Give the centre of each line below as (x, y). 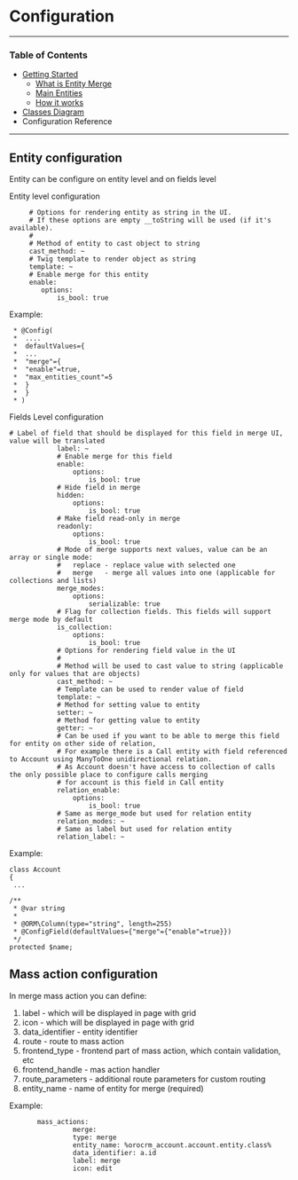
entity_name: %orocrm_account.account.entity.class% (172, 1145)
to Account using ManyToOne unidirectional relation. (111, 759)
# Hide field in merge (98, 488)
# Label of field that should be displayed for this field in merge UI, (146, 433)
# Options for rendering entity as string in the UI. (130, 213)
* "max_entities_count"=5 (63, 378)
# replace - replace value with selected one (146, 565)
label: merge (97, 1160)
